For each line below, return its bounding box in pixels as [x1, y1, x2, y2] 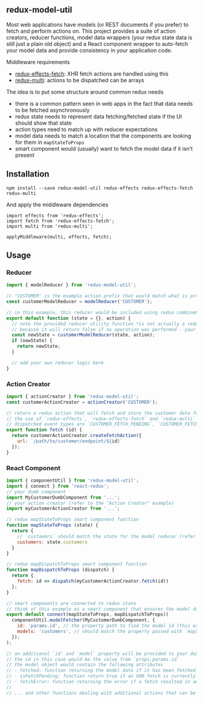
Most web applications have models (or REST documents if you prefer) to [6, 21, 189, 28]
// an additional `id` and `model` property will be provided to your [6, 651, 188, 657]
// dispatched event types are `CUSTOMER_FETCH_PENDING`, [6, 421, 155, 427]
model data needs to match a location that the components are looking [14, 132, 192, 139]
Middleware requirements [6, 58, 71, 65]
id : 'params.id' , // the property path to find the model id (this [17, 623, 190, 629]
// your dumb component [6, 488, 66, 495]
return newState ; [17, 343, 61, 350]
